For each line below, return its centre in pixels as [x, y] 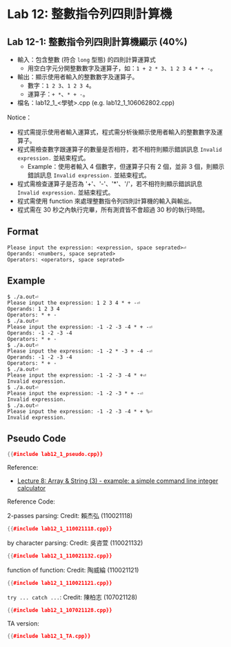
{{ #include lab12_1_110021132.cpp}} [60, 556]
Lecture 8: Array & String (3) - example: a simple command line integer [118, 481]
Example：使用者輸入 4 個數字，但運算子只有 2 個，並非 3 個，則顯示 [126, 167]
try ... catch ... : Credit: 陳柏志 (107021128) [72, 597]
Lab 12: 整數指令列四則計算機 [90, 14]
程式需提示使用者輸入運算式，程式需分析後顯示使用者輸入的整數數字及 [117, 132]
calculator [31, 488]
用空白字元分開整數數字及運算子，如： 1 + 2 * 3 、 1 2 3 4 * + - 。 [122, 68]
